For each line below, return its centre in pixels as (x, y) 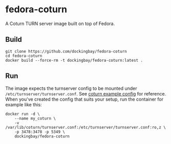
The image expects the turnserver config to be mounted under (71, 88)
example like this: (24, 104)
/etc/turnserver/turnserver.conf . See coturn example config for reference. (86, 93)
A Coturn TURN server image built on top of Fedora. (60, 23)
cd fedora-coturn (24, 56)
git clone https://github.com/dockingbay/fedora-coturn (66, 51)
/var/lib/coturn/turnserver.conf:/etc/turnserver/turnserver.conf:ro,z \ (86, 127)
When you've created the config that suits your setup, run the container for (84, 99)
